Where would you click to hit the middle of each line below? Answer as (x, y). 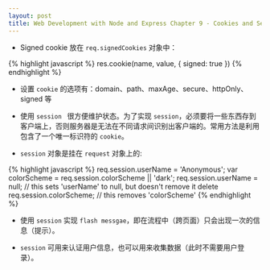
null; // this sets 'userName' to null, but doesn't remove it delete (113, 186)
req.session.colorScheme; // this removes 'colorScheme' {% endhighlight (130, 195)
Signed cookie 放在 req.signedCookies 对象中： (98, 47)
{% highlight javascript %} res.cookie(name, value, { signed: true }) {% (125, 63)
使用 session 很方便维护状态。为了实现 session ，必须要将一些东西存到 (138, 116)
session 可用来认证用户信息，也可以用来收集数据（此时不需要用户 (129, 247)
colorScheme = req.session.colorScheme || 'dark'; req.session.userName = (133, 177)
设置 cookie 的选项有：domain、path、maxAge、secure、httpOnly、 (134, 89)
